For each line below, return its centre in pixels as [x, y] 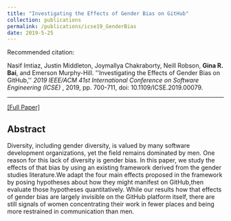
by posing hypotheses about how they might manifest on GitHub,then [106, 182]
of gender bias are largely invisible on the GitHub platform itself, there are [111, 197]
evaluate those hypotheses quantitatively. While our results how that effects [114, 189]
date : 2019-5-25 [30, 33]
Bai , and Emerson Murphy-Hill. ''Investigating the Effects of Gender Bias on [114, 73]
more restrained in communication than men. [71, 211]
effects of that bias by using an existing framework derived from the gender [114, 168]
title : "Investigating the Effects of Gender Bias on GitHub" [98, 13]
